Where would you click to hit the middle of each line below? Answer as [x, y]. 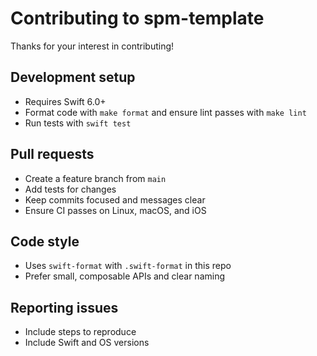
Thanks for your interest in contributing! [92, 46]
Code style [45, 241]
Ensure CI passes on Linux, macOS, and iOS [115, 210]
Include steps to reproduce [80, 332]
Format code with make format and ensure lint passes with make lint [165, 112]
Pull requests [52, 154]
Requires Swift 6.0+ [65, 101]
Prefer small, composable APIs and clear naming [125, 276]
